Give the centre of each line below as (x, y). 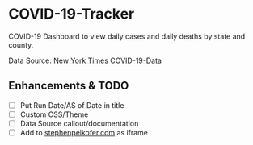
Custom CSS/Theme (54, 114)
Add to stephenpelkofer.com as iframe (84, 132)
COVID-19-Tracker (72, 14)
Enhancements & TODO (69, 86)
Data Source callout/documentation (79, 123)
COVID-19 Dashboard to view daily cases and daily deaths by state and (127, 36)
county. (21, 44)
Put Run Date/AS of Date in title (72, 105)
